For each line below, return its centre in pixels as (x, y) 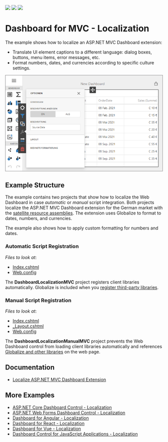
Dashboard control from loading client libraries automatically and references (84, 346)
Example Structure (35, 185)
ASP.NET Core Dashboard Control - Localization (62, 407)
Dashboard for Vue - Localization (47, 428)
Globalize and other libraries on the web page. (53, 352)
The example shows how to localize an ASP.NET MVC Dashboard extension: (84, 42)
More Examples (30, 395)
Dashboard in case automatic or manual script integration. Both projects (80, 202)
